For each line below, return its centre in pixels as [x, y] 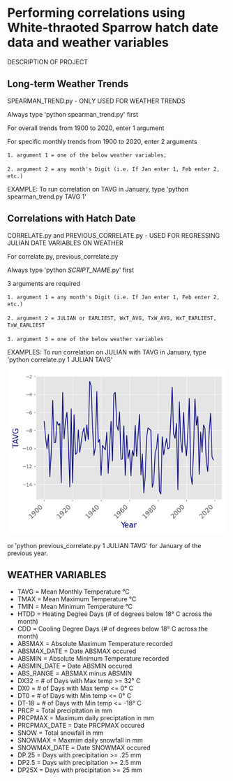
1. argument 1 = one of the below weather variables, [87, 155]
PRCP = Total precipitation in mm [65, 710]
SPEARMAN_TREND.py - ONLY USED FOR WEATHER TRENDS [96, 101]
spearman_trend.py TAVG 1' [47, 196]
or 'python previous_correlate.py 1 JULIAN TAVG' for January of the [104, 545]
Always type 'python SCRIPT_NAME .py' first [71, 270]
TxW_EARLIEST [26, 325]
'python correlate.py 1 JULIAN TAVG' [60, 359]
